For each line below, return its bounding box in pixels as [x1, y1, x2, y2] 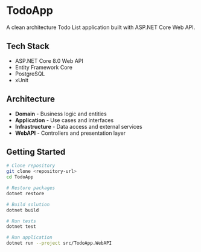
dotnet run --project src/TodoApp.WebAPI [6, 240, 112, 247]
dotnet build [6, 207, 39, 213]
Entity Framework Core [14, 63, 72, 71]
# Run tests [6, 218, 36, 224]
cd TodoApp [6, 174, 34, 180]
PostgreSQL [14, 70, 45, 77]
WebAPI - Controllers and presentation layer [14, 129, 126, 137]
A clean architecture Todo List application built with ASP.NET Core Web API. [6, 24, 196, 31]
